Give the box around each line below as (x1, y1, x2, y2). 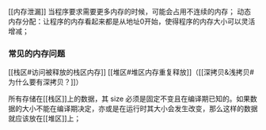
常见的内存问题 (8, 48, 66, 59)
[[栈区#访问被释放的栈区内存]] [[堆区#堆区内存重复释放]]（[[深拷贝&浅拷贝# (8, 68, 255, 77)
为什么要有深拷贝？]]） (8, 77, 83, 87)
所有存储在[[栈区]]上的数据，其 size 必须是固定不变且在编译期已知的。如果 (8, 94, 251, 104)
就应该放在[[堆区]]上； (8, 113, 82, 124)
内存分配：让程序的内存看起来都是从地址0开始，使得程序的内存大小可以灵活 (8, 17, 256, 26)
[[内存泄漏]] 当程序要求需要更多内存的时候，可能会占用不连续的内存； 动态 (8, 7, 252, 16)
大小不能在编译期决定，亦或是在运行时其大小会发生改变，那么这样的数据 (21, 104, 258, 113)
